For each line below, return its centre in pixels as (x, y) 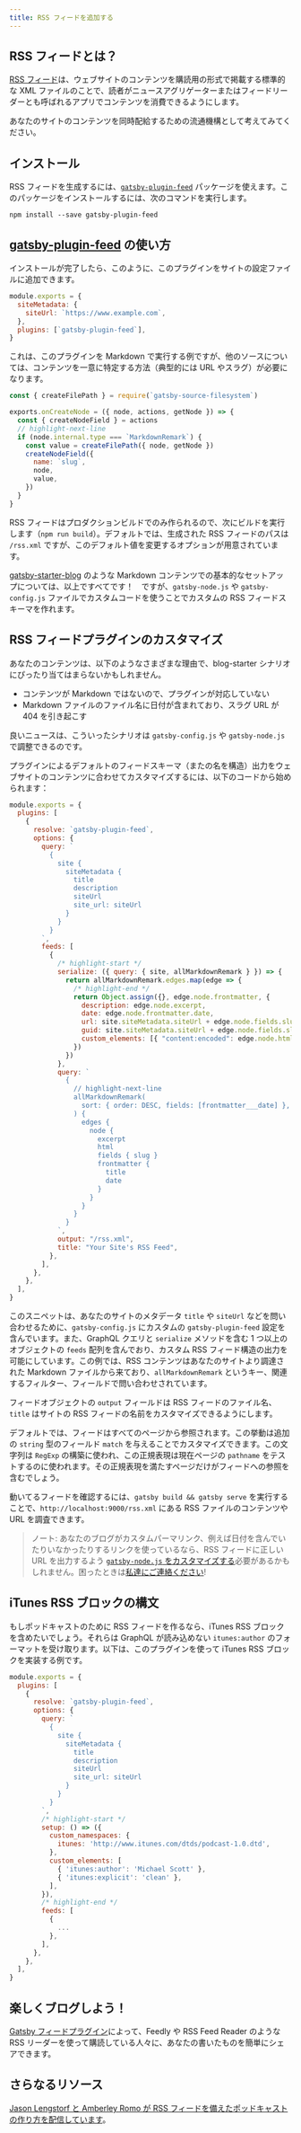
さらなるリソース (56, 2085)
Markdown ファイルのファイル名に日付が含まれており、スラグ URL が (150, 704)
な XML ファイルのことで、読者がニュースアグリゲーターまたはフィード (141, 91)
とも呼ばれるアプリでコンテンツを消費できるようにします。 (134, 102)
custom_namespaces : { (89, 1836)
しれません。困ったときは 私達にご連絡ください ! (119, 1572)
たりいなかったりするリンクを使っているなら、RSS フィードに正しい (157, 1549)
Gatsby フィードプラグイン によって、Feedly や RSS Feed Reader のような (145, 2031)
